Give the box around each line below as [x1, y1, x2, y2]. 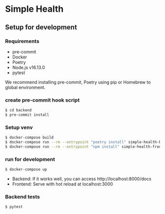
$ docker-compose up [5, 167, 48, 172]
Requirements [5, 38, 40, 45]
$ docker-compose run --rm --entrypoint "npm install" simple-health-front [5, 144, 164, 149]
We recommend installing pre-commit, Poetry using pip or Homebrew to [5, 79, 151, 85]
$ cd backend [5, 108, 32, 113]
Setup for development [5, 23, 77, 31]
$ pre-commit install [5, 112, 50, 117]
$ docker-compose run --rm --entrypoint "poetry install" [5, 140, 126, 145]
